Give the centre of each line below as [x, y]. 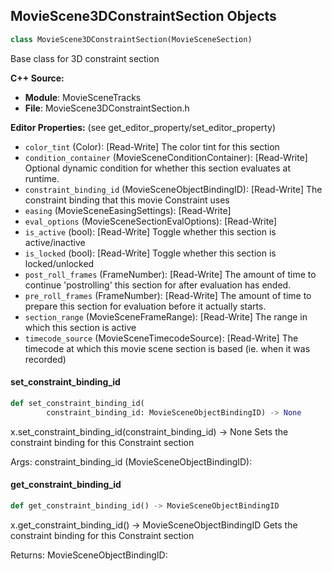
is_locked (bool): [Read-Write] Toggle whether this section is [150, 253]
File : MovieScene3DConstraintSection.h [107, 108]
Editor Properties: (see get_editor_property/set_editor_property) [143, 127]
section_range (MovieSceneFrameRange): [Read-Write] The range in [166, 316]
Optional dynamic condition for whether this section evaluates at [157, 168]
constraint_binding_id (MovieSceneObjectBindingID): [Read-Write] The [173, 189]
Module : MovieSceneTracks [83, 97]
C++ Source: [37, 78]
